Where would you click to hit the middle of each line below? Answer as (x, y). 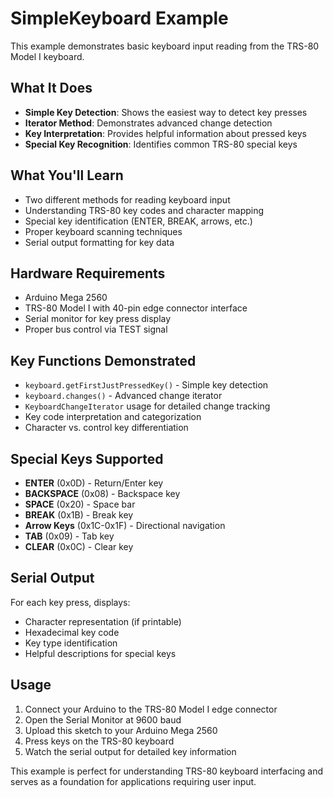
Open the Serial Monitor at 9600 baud (103, 719)
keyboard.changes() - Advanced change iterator (123, 396)
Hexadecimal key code (72, 632)
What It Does (51, 88)
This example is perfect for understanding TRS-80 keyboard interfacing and (167, 771)
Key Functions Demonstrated (103, 360)
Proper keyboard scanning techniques (103, 231)
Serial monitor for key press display (98, 319)
